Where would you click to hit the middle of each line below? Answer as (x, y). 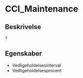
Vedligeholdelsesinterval (36, 65)
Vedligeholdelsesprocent (37, 70)
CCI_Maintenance (42, 9)
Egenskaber (24, 54)
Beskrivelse (23, 27)
